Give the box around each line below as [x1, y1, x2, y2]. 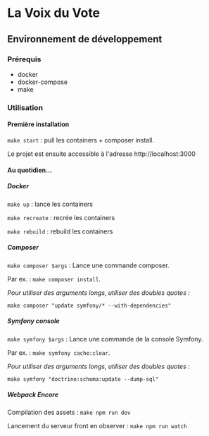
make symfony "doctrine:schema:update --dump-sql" [7, 375, 159, 382]
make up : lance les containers [7, 200, 94, 208]
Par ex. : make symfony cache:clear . [7, 348, 110, 357]
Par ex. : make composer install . [7, 274, 101, 283]
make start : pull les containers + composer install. [7, 136, 155, 144]
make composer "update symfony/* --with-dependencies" [7, 302, 172, 309]
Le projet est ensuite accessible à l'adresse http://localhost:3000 [7, 150, 196, 158]
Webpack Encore [7, 390, 58, 399]
